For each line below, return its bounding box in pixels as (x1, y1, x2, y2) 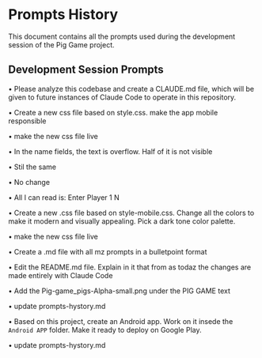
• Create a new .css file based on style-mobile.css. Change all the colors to (8, 208, 255, 217)
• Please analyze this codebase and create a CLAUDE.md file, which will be (8, 84, 255, 93)
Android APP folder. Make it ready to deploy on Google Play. (8, 325, 202, 334)
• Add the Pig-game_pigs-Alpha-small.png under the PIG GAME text (8, 286, 231, 296)
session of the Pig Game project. (8, 40, 115, 49)
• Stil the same (8, 162, 57, 171)
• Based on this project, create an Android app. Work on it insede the (8, 316, 234, 326)
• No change (8, 177, 50, 187)
